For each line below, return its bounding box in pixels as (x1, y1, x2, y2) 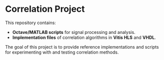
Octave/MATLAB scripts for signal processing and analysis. (12, 29, 136, 35)
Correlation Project (5, 3, 85, 15)
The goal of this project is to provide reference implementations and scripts (5, 44, 159, 50)
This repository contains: (5, 20, 56, 26)
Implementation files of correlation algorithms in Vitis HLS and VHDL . (12, 34, 156, 40)
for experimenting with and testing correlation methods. (5, 49, 119, 55)
